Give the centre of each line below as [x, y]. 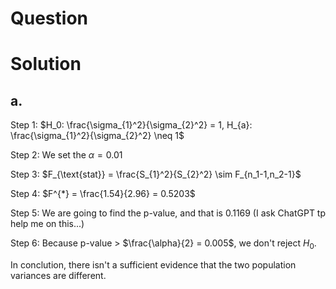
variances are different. [58, 275]
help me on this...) [47, 224]
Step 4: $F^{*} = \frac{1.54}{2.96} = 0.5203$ [103, 194]
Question [49, 18]
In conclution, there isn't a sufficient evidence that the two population [153, 264]
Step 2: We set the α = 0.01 [66, 155]
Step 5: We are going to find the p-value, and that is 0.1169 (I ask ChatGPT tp [168, 213]
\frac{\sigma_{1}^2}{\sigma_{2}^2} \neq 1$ [97, 136]
